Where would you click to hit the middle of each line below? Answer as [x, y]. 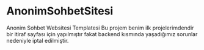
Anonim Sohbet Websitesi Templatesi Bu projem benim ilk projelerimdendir [100, 28]
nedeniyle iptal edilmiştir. [38, 40]
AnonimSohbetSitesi [60, 11]
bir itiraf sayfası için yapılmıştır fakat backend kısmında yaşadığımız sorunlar [102, 34]
